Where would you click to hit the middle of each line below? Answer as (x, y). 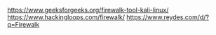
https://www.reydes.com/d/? (167, 17)
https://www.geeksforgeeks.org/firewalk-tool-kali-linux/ (88, 10)
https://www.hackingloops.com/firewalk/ (66, 17)
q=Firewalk (23, 24)
